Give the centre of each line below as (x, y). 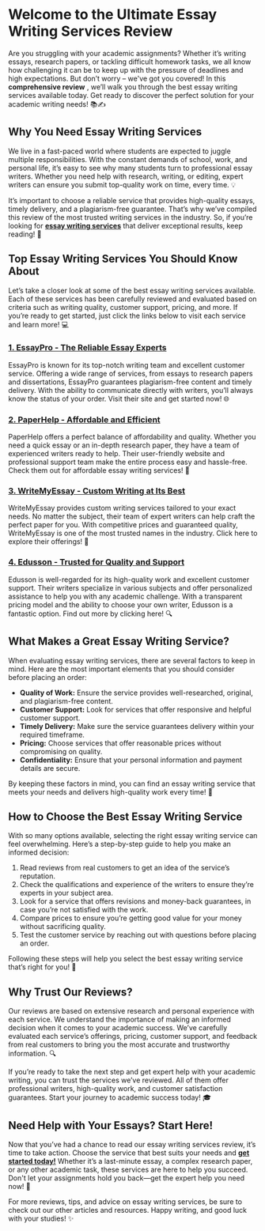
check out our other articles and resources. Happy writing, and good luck (128, 1210)
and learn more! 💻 (39, 324)
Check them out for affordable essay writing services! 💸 (99, 470)
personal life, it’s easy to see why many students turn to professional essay (131, 168)
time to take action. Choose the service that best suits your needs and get (129, 1153)
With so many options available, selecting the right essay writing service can (133, 836)
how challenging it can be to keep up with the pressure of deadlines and (126, 70)
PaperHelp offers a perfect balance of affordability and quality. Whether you (132, 437)
